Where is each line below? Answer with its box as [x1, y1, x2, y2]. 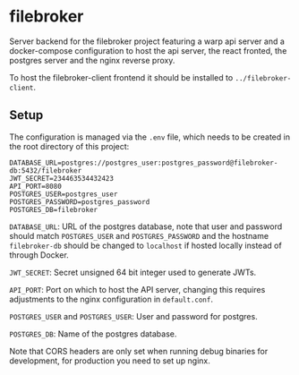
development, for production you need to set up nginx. [9, 355, 210, 366]
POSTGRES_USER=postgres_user [9, 190, 118, 199]
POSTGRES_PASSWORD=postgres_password [9, 197, 150, 207]
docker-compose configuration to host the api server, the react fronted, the [9, 45, 287, 55]
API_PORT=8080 [9, 182, 63, 191]
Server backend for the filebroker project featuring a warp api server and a [9, 36, 285, 47]
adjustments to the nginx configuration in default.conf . [9, 294, 213, 304]
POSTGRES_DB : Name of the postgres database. [9, 328, 177, 339]
